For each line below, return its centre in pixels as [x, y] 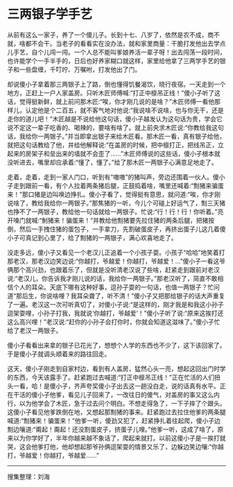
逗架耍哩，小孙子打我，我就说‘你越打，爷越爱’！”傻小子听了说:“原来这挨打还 [115, 313]
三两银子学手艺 [50, 14]
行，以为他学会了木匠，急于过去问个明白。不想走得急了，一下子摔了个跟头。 [116, 403]
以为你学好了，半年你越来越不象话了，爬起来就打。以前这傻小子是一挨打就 [119, 438]
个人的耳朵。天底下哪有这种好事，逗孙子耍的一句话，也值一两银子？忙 [113, 287]
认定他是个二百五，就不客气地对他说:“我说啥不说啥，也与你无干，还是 [124, 110]
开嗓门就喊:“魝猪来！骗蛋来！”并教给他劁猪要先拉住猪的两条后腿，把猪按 [111, 220]
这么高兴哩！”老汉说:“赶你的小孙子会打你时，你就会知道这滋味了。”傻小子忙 [114, 322]
